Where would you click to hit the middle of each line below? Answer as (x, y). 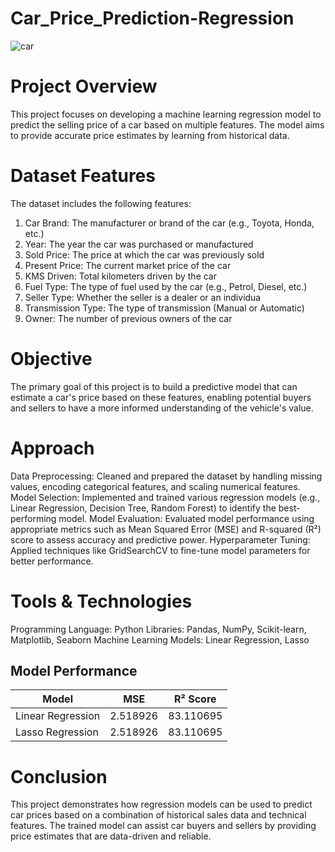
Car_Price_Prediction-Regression (152, 18)
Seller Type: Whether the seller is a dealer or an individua (143, 297)
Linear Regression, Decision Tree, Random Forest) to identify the (143, 508)
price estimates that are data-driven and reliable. (111, 836)
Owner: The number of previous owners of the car (128, 318)
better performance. (52, 561)
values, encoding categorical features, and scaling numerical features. (155, 486)
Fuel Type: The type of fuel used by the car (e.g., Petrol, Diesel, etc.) (166, 286)
